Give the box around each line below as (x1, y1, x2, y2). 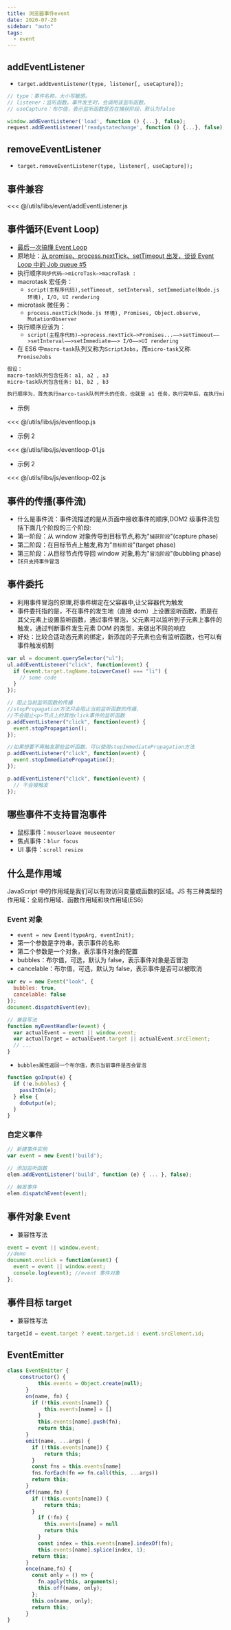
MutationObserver (27, 316, 78, 323)
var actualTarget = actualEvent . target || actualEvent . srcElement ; (13, 1036, 211, 1043)
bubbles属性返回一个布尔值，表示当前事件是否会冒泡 (16, 1062, 146, 1069)
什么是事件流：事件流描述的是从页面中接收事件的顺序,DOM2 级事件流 (16, 515, 214, 523)
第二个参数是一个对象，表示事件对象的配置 (16, 947, 138, 956)
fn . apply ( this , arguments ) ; (37, 1578, 118, 1585)
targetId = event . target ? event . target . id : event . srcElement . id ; (7, 1330, 205, 1337)
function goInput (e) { (7, 1074, 72, 1081)
